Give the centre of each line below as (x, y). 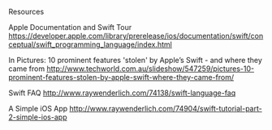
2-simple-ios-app (38, 117)
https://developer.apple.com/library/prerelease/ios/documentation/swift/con (136, 36)
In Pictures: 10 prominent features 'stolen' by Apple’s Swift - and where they (135, 60)
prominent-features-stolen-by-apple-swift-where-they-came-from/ (121, 77)
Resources (26, 12)
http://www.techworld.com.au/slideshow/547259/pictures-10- (150, 69)
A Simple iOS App (38, 109)
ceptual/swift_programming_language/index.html (90, 44)
